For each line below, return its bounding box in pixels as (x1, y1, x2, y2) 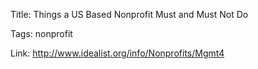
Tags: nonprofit (10, 28, 73, 39)
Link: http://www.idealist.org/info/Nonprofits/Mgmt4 (10, 47, 225, 59)
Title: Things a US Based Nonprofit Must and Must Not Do (10, 9, 249, 20)
